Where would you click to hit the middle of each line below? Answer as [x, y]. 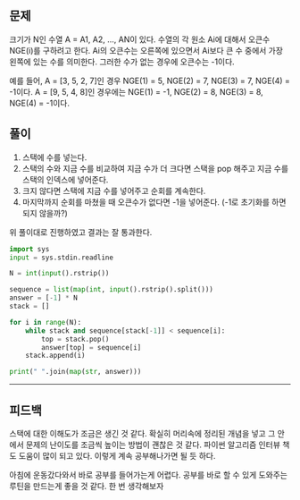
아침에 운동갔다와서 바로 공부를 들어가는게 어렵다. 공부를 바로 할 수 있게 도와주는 [149, 475]
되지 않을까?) [45, 213]
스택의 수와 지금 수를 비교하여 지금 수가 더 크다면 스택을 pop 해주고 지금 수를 [155, 168]
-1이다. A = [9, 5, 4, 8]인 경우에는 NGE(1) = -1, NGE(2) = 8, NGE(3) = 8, [136, 91]
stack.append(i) [56, 356]
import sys [29, 249]
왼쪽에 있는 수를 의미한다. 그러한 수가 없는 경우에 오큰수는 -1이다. [122, 62]
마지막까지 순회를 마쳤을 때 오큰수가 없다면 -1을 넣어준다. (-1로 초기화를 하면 [154, 202]
